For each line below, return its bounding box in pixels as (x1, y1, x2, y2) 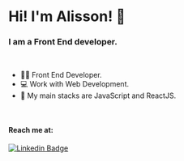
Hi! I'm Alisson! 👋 (8, 7, 126, 26)
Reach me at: (8, 125, 54, 135)
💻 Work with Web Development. (19, 79, 130, 89)
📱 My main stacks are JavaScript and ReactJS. (19, 91, 177, 100)
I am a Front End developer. (8, 36, 118, 48)
